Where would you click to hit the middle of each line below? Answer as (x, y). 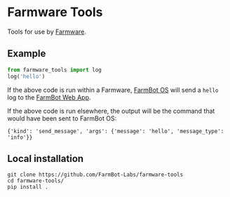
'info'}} (20, 137)
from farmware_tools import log (54, 70)
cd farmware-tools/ (36, 181)
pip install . (28, 187)
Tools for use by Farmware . (47, 32)
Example (27, 54)
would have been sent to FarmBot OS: (62, 118)
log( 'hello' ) (26, 76)
